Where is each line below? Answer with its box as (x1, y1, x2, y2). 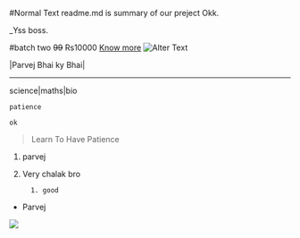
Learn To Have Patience (30, 134, 120, 144)
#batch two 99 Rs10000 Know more (9, 42, 142, 53)
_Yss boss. (9, 25, 49, 35)
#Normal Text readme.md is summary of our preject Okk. (9, 8, 220, 18)
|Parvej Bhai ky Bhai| (9, 60, 86, 70)
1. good (30, 186, 60, 195)
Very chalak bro (21, 169, 81, 179)
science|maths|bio (9, 85, 78, 96)
